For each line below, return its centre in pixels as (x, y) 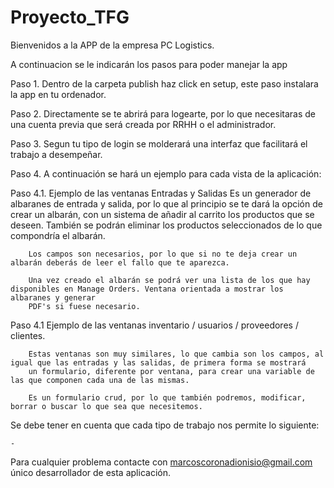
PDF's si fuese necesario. (84, 306)
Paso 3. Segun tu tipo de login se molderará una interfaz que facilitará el (159, 143)
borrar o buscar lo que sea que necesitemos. (106, 406)
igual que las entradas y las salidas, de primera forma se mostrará (158, 362)
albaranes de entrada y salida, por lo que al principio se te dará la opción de (166, 203)
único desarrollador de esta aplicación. (90, 472)
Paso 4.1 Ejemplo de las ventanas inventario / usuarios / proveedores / (154, 325)
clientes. (28, 335)
